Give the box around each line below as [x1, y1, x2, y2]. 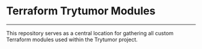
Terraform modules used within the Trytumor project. [6, 36, 138, 43]
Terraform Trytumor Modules [6, 4, 156, 18]
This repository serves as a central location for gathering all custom [6, 29, 174, 36]
